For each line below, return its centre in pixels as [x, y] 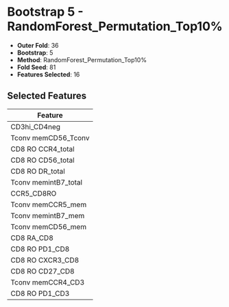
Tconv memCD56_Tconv [50, 137]
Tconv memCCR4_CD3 [47, 282]
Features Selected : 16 [48, 74]
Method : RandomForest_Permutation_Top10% [82, 59]
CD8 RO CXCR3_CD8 [45, 260]
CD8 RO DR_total [38, 171]
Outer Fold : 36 [38, 45]
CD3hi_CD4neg [35, 126]
